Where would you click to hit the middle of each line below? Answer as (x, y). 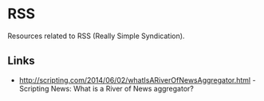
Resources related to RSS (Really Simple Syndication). (96, 36)
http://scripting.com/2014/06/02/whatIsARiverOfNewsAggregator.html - (137, 80)
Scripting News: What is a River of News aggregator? (106, 88)
